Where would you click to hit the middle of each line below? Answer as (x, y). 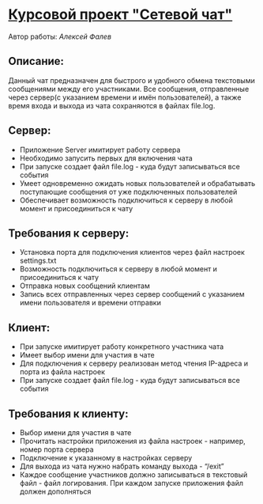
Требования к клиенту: (68, 413)
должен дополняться (55, 491)
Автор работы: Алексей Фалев (60, 36)
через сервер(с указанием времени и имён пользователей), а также (125, 97)
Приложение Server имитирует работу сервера (100, 150)
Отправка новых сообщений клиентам (85, 286)
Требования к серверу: (69, 233)
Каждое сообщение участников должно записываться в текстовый (133, 475)
